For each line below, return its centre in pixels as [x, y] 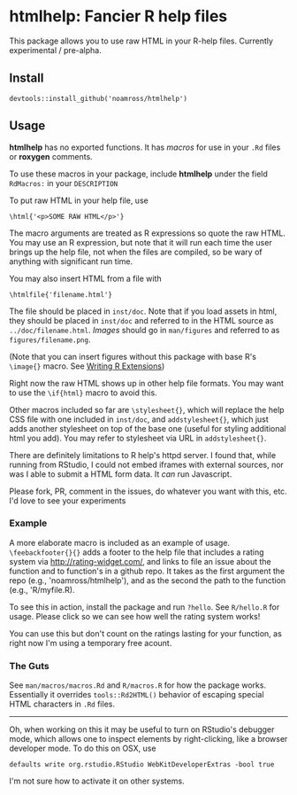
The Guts [30, 666]
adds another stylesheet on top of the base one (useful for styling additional [148, 428]
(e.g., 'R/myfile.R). [42, 589]
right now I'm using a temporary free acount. [91, 643]
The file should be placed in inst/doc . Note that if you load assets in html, [143, 311]
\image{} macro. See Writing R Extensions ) [87, 366]
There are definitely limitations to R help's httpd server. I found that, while [143, 455]
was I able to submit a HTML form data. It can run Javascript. [121, 474]
